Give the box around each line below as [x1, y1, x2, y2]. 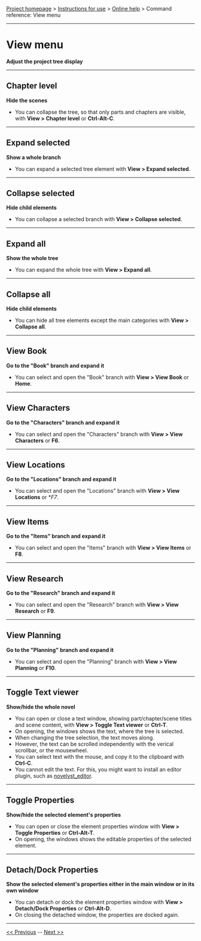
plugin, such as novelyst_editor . [14, 772, 93, 779]
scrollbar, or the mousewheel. [14, 746, 89, 754]
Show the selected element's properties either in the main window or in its [6, 880, 194, 888]
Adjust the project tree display [6, 58, 83, 65]
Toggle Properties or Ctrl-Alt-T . [14, 829, 95, 836]
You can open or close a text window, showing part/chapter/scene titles [14, 714, 192, 722]
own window [6, 887, 39, 894]
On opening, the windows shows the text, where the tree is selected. [14, 728, 184, 735]
